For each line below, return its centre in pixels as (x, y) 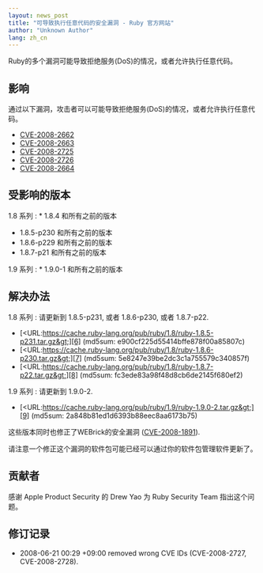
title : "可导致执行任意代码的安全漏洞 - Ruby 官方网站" (91, 23)
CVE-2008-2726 (47, 160)
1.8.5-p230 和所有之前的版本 (66, 232)
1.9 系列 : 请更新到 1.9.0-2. (51, 391)
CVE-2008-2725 (47, 152)
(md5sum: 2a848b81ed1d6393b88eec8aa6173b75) (115, 416)
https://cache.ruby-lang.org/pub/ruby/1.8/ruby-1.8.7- (128, 366)
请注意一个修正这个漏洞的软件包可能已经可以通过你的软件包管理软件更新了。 (133, 449)
